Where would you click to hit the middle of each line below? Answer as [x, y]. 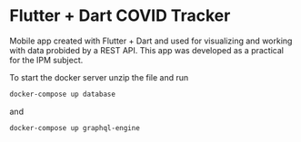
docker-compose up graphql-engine [75, 128]
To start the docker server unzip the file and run [99, 77]
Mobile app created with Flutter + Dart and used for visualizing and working [151, 41]
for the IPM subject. [46, 60]
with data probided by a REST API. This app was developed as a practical [147, 50]
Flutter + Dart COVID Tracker [120, 16]
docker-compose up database [63, 94]
